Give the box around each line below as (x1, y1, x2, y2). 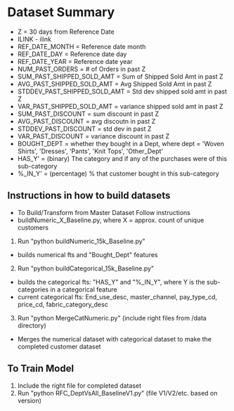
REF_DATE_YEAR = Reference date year (17, 57, 133, 65)
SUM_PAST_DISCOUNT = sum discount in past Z (17, 110, 160, 118)
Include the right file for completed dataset (17, 381, 142, 390)
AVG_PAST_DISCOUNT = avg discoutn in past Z (17, 117, 156, 125)
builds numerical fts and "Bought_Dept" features (17, 250, 158, 259)
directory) (17, 321, 47, 330)
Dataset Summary (7, 4, 115, 20)
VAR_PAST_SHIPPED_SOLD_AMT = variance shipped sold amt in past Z (17, 102, 223, 110)
